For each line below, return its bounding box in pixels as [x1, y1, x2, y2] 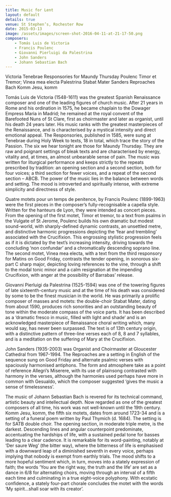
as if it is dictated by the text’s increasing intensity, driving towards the [5, 240, 153, 246]
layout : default [5, 12, 40, 17]
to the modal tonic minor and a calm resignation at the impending [5, 267, 142, 273]
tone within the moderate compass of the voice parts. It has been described [5, 309, 165, 315]
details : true [5, 17, 36, 22]
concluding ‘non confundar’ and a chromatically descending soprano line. [5, 245, 161, 251]
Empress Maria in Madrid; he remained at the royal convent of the [5, 111, 143, 117]
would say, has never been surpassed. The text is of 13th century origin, [5, 325, 157, 331]
